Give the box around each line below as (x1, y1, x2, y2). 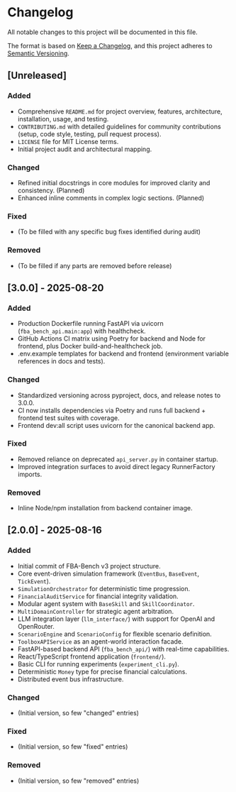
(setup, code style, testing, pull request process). (17, 129, 162, 138)
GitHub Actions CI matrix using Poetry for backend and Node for (17, 334, 206, 343)
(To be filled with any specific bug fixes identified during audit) (17, 228, 201, 236)
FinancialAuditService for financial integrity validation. (17, 592, 179, 600)
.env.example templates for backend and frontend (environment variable (17, 349, 229, 358)
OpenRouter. (17, 622, 55, 630)
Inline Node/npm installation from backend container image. (17, 504, 193, 512)
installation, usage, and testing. (17, 114, 109, 123)
